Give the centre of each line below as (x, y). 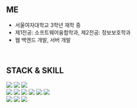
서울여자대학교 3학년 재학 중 (48, 25)
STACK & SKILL (35, 71)
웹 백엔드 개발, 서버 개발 (43, 40)
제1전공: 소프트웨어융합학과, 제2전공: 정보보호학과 (73, 32)
